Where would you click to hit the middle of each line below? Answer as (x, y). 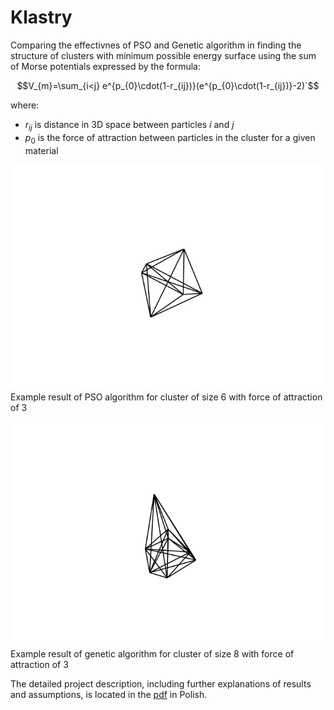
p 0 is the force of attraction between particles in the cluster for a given (170, 138)
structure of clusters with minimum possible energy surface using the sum (163, 55)
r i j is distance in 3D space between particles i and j (129, 125)
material (41, 150)
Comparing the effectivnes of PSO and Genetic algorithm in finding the (156, 45)
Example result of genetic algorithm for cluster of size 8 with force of (152, 653)
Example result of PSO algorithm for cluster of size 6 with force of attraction (166, 397)
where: (25, 105)
